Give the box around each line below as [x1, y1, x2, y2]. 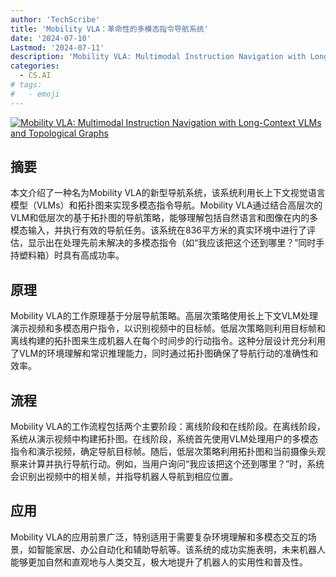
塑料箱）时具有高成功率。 [18, 249, 125, 261]
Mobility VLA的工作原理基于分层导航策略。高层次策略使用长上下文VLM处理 [10, 310, 318, 322]
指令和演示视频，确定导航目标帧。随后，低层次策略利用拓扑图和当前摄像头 [10, 446, 317, 458]
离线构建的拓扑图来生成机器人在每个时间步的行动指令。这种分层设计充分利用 [10, 335, 326, 347]
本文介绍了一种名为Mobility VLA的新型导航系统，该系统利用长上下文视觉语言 [10, 187, 326, 199]
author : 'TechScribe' [10, 14, 101, 25]
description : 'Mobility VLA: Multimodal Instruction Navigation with [10, 52, 307, 62]
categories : [10, 61, 60, 71]
